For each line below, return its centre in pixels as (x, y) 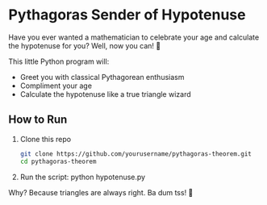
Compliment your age (56, 86)
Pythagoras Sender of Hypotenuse (127, 15)
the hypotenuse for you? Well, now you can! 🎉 (85, 45)
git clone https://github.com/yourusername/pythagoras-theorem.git (136, 154)
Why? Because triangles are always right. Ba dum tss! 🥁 (101, 192)
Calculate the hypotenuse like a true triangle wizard (105, 94)
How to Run (38, 120)
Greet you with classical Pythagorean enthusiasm (102, 77)
